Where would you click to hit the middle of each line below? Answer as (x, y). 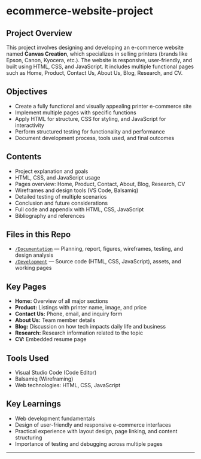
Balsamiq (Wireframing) (44, 379)
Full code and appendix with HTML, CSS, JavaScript (79, 209)
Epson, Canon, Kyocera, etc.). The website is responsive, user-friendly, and (99, 60)
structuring (28, 437)
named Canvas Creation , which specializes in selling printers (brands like (97, 54)
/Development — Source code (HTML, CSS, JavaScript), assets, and (98, 262)
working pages (33, 268)
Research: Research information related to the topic (79, 333)
